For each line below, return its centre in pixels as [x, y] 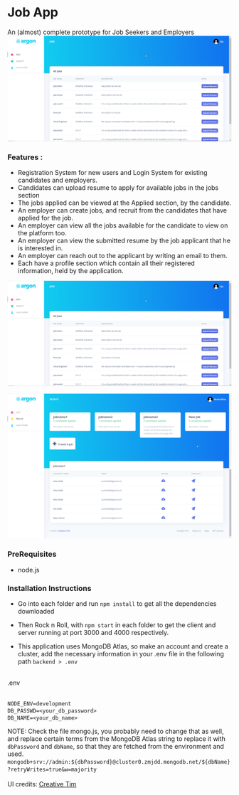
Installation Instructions [49, 588]
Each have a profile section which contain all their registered [106, 263]
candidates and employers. [57, 180]
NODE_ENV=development [39, 704]
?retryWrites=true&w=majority [52, 770]
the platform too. [42, 233]
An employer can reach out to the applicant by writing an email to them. [122, 255]
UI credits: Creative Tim [42, 784]
